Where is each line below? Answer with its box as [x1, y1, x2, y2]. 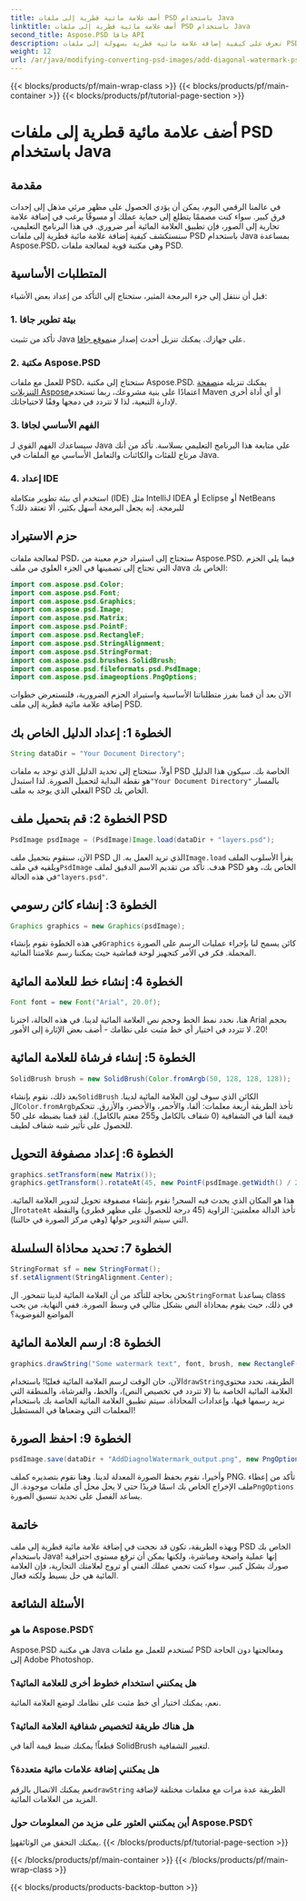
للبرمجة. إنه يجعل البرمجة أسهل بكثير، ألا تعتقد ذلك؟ [10, 502, 185, 513]
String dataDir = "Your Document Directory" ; [10, 749, 185, 758]
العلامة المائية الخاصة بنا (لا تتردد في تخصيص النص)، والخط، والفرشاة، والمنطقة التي [10, 1385, 293, 1396]
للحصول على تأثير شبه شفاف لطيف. [10, 1119, 133, 1131]
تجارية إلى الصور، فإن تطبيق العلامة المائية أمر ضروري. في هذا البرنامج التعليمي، [10, 221, 280, 232]
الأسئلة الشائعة [10, 1596, 84, 1612]
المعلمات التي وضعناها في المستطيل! [10, 1404, 136, 1415]
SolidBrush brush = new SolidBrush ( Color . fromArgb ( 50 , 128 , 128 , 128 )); [10, 1074, 291, 1084]
